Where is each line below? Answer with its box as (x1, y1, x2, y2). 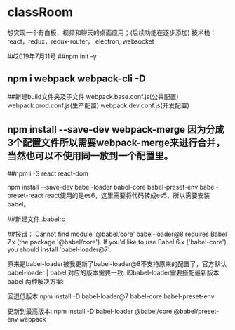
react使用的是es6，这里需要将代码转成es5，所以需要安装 (44, 191, 210, 199)
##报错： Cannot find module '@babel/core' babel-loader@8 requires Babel (7, 230, 227, 238)
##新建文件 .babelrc (7, 215, 65, 223)
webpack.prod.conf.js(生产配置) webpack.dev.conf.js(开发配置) (7, 101, 189, 110)
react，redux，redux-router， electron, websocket (7, 37, 154, 46)
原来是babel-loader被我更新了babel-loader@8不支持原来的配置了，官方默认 (7, 259, 227, 268)
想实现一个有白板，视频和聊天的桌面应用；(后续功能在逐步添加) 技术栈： (7, 28, 217, 37)
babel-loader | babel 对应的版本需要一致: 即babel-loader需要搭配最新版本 (7, 268, 220, 277)
